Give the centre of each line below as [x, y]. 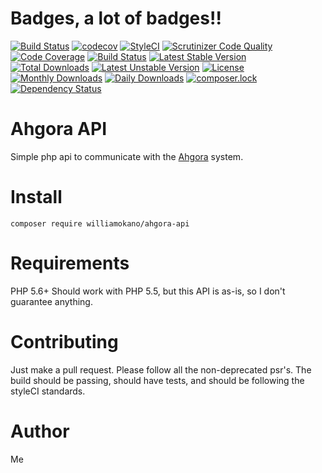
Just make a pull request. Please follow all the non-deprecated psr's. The [161, 369]
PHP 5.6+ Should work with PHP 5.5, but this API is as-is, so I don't [148, 291]
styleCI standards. [48, 391]
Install [36, 197]
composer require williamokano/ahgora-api [100, 223]
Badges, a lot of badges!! [116, 18]
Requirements [70, 263]
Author [40, 431]
